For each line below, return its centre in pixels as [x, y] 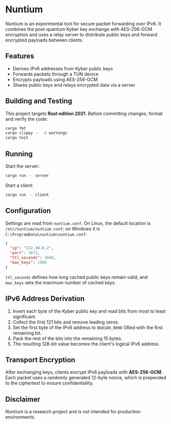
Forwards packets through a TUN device [56, 74]
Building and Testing [39, 101]
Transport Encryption [40, 360]
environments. [20, 417]
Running [19, 154]
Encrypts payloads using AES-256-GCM [55, 79]
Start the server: [23, 166]
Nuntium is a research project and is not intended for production [73, 412]
